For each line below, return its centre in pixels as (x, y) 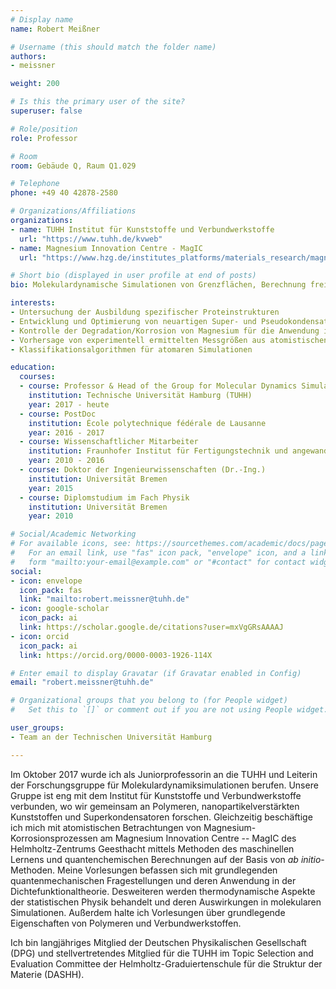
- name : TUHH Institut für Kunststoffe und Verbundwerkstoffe (142, 229)
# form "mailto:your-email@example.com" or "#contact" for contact (158, 562)
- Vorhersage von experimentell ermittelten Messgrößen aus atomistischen (169, 340)
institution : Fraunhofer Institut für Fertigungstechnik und (158, 451)
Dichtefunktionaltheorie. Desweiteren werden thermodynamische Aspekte (163, 891)
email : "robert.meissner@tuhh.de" (82, 682)
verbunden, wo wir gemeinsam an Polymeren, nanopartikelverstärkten (155, 806)
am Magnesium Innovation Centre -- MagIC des (198, 838)
